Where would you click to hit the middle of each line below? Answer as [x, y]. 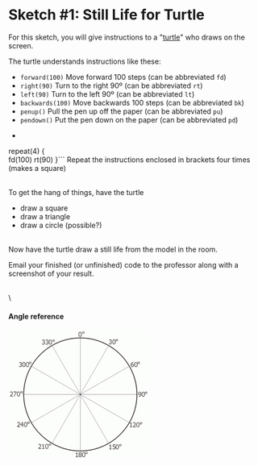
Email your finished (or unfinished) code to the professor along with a [124, 264]
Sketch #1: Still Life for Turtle [106, 15]
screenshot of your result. [51, 273]
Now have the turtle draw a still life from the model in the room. [113, 249]
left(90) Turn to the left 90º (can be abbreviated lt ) [107, 94]
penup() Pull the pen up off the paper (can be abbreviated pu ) [121, 111]
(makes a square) [37, 168]
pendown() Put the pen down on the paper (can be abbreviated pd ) [129, 119]
